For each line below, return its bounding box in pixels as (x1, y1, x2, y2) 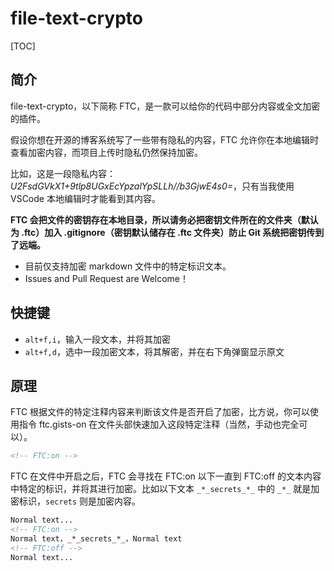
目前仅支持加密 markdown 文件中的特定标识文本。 (24, 260, 232, 272)
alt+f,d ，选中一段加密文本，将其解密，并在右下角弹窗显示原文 (24, 345, 285, 357)
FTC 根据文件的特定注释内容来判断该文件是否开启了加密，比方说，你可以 (10, 406, 311, 418)
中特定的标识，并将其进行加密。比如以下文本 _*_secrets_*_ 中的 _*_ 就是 (10, 483, 312, 495)
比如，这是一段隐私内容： (10, 167, 116, 179)
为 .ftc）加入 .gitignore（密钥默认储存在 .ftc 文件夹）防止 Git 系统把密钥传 (10, 226, 316, 238)
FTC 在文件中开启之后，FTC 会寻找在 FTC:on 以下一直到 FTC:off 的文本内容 (10, 470, 322, 482)
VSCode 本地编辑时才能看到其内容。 (10, 192, 161, 204)
